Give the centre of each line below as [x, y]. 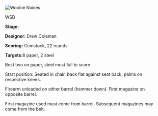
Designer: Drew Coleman [31, 36]
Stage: [12, 27]
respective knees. [23, 79]
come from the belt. [25, 109]
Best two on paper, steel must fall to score [48, 65]
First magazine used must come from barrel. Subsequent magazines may [79, 104]
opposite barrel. [21, 94]
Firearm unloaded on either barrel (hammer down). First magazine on [75, 89]
